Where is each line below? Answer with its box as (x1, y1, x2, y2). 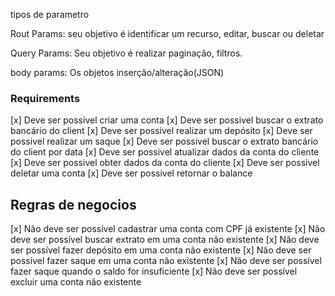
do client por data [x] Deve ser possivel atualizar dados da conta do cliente (10, 146, 320, 158)
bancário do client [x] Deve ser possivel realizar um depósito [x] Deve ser (10, 125, 313, 137)
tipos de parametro (10, 9, 90, 20)
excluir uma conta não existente (10, 276, 142, 288)
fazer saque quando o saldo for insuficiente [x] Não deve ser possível (10, 265, 298, 278)
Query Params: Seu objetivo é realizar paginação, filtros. (10, 47, 243, 59)
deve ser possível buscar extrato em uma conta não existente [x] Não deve (10, 234, 320, 246)
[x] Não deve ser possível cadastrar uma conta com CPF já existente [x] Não (10, 223, 326, 235)
